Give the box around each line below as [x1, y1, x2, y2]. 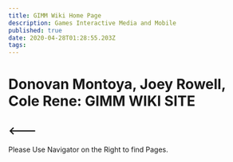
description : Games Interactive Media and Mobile [8, 19, 177, 27]
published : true [8, 26, 62, 34]
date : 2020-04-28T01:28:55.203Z [8, 33, 116, 42]
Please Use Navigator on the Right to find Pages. [8, 145, 169, 155]
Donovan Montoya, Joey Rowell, [8, 75, 226, 94]
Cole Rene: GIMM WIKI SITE [8, 92, 195, 110]
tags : [8, 41, 26, 49]
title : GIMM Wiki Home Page [8, 11, 102, 20]
